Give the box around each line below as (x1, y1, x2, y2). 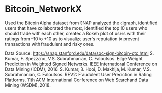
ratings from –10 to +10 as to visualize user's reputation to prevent (5, 36, 139, 42)
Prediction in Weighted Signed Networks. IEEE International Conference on (5, 61, 157, 67)
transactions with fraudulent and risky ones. (5, 41, 95, 46)
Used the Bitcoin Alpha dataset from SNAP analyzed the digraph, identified (5, 20, 158, 26)
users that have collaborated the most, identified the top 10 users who (5, 25, 148, 31)
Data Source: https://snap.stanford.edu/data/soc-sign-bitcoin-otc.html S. (5, 50, 154, 56)
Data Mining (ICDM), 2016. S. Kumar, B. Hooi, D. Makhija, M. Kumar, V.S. (5, 66, 151, 72)
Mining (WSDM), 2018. (5, 82, 51, 88)
